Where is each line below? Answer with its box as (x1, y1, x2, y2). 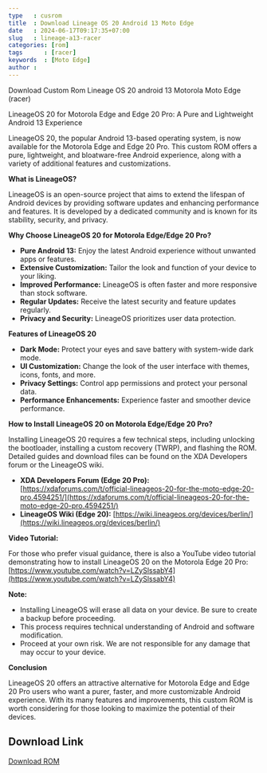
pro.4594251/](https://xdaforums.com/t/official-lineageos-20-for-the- (19, 492, 249, 502)
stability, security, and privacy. (8, 214, 109, 224)
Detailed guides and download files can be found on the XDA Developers (8, 451, 248, 461)
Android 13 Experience (8, 117, 83, 128)
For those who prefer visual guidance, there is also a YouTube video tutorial (8, 548, 257, 558)
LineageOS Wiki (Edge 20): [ (19, 509, 116, 519)
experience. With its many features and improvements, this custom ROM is (8, 695, 253, 704)
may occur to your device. (19, 647, 106, 657)
